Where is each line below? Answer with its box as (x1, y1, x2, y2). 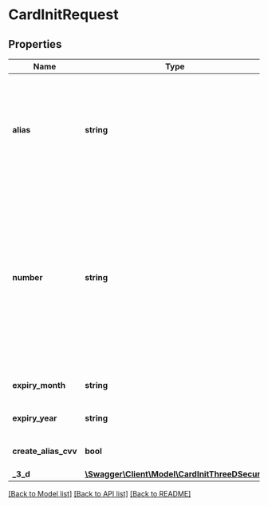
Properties (8, 38, 62, 51)
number (12, 272, 43, 283)
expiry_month (12, 380, 66, 390)
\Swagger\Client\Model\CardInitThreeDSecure (85, 468, 266, 480)
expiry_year (12, 413, 57, 424)
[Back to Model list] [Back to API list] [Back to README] (8, 489, 191, 498)
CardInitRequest (8, 6, 119, 24)
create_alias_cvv (12, 445, 77, 457)
